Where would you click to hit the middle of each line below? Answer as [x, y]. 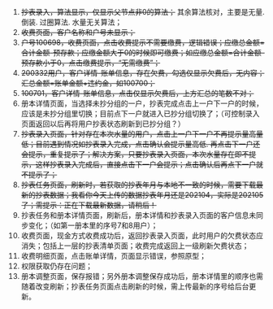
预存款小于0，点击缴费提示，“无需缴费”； [91, 63]
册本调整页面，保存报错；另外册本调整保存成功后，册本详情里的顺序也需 [142, 276]
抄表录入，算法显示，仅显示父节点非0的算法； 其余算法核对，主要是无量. [143, 12]
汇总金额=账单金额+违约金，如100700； [88, 83]
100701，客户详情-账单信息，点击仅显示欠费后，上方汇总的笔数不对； [137, 93]
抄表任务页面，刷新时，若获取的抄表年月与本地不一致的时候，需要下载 [139, 185]
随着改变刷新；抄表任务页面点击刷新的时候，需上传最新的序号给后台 [135, 286]
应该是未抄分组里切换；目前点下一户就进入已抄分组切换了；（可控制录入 [140, 113]
